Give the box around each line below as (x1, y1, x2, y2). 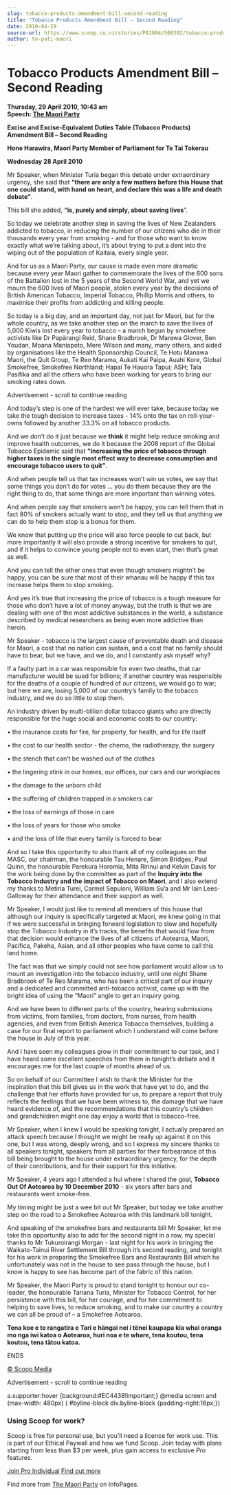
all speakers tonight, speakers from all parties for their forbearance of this (7, 1147, 217, 1156)
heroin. (7, 624, 27, 632)
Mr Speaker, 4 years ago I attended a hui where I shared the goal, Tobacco (7, 1175, 220, 1184)
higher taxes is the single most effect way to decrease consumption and (7, 454, 218, 463)
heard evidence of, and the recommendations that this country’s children (7, 1105, 213, 1113)
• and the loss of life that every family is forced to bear (7, 834, 162, 843)
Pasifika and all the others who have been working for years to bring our (7, 370, 212, 379)
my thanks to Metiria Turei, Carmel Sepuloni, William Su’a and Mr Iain (7, 884, 202, 893)
